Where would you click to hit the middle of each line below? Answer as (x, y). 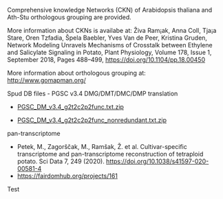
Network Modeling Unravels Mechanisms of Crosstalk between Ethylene (110, 45)
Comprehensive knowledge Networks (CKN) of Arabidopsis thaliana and (110, 10)
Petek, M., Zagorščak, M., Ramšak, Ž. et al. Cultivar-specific (102, 147)
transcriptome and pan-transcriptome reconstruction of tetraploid (110, 154)
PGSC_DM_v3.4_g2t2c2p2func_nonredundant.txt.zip (92, 120)
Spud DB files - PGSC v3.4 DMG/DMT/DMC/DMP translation (93, 93)
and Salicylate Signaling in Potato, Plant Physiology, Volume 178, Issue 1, (109, 52)
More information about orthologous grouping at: (76, 73)
